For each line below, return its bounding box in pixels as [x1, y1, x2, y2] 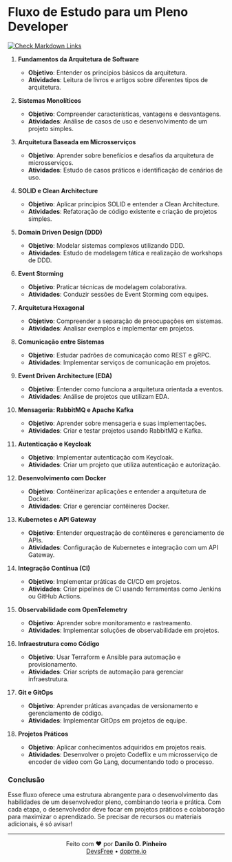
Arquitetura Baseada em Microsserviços [17, 137, 136, 146]
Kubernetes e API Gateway [17, 515, 97, 523]
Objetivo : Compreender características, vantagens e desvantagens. [28, 110, 222, 118]
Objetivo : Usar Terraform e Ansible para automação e [28, 653, 181, 661]
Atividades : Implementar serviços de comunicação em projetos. [28, 358, 211, 366]
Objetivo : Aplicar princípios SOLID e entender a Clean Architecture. [28, 199, 220, 208]
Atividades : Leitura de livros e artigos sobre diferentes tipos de [28, 75, 209, 84]
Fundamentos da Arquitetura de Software [17, 55, 140, 63]
